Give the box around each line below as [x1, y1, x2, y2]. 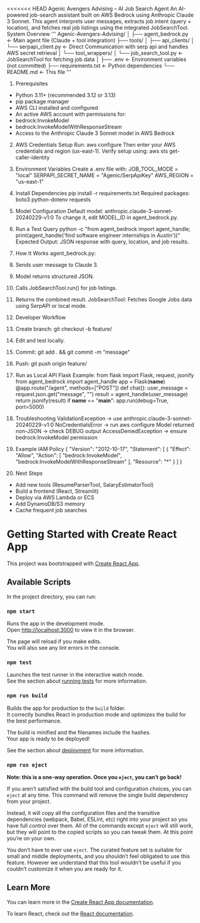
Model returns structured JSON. [15, 273, 95, 280]
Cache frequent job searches [15, 507, 87, 514]
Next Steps [15, 470, 43, 477]
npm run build [7, 692, 48, 699]
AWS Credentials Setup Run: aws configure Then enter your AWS [15, 141, 176, 148]
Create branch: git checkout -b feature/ [15, 325, 112, 332]
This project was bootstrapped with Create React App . [7, 560, 140, 567]
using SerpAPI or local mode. [15, 302, 87, 309]
